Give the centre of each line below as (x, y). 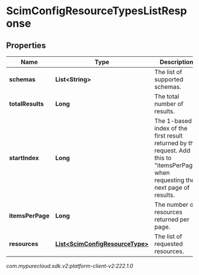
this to (163, 158)
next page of (172, 188)
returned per (172, 219)
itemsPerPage (29, 216)
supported (169, 79)
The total (167, 96)
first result (168, 136)
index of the (171, 128)
